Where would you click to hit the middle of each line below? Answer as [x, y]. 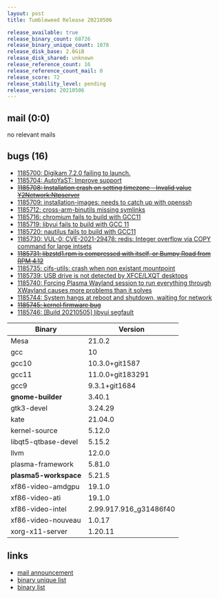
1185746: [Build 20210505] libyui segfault [75, 312]
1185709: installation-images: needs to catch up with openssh [105, 202]
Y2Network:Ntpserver [49, 195]
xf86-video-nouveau [46, 520]
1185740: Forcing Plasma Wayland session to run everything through [114, 283]
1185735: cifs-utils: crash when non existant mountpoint [96, 268]
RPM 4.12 [30, 261]
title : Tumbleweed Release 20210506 [60, 20]
